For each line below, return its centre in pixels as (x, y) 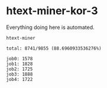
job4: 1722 (20, 79)
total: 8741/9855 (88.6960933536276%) (54, 48)
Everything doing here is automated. (50, 27)
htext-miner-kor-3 (52, 11)
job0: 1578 (20, 58)
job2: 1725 (20, 69)
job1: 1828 (20, 64)
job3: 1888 (20, 74)
